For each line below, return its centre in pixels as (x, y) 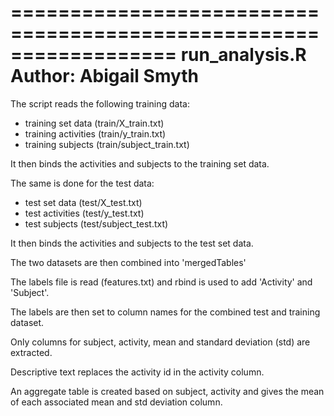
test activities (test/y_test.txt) (84, 213)
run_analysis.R (243, 55)
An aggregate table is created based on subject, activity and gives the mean (167, 391)
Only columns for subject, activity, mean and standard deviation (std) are (160, 342)
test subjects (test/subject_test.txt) (96, 223)
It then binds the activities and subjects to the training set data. (140, 163)
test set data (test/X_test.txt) (83, 202)
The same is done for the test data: (82, 183)
